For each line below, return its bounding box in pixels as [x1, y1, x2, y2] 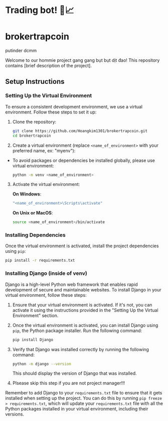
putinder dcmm [5, 48, 37, 54]
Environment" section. [12, 312, 59, 319]
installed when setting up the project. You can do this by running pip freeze [5, 395, 162, 401]
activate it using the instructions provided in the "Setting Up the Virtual [12, 307, 159, 313]
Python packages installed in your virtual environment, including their [5, 406, 148, 412]
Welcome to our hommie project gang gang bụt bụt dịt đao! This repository [5, 57, 160, 63]
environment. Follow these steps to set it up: [5, 109, 97, 115]
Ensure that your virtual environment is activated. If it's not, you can [12, 301, 152, 307]
